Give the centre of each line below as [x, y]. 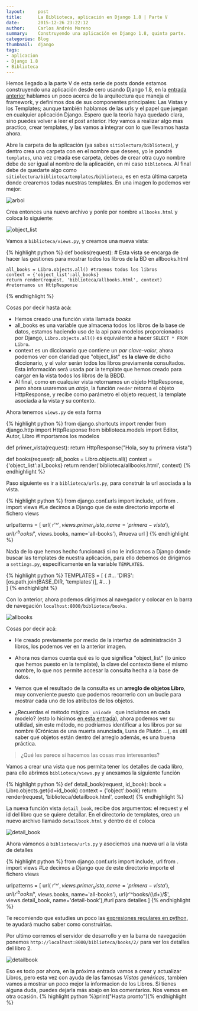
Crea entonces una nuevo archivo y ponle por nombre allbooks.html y [92, 212]
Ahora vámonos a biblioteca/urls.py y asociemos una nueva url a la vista [97, 844]
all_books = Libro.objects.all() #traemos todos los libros [82, 270]
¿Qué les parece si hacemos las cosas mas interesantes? [90, 755]
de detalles [20, 850]
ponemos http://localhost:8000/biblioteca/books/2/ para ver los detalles [98, 942]
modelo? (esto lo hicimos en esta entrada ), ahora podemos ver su [95, 718]
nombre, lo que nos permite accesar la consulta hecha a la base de [96, 670]
